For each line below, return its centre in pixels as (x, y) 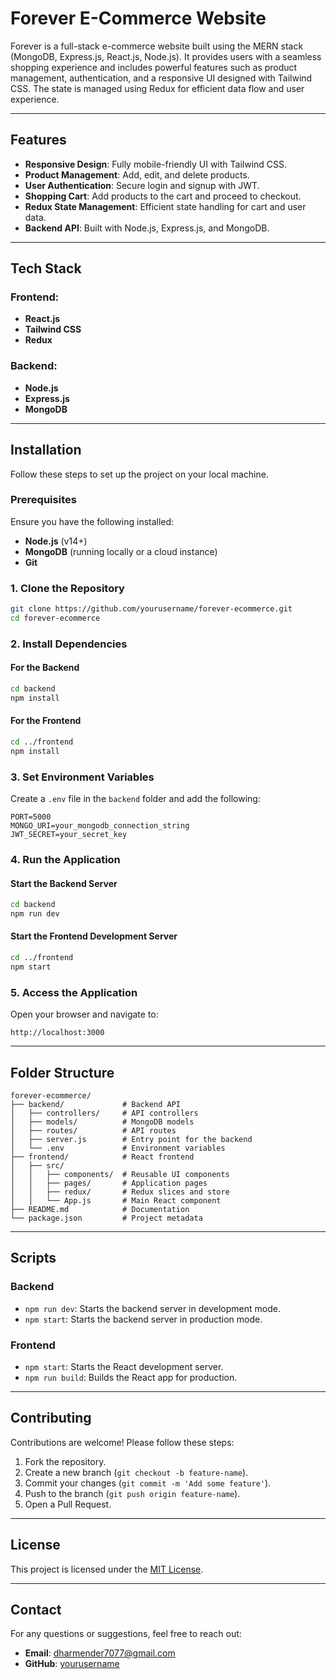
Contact (36, 1609)
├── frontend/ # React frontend (102, 1157)
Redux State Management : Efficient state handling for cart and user (165, 206)
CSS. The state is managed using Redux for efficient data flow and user (157, 88)
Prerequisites (43, 500)
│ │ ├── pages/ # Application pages (109, 1183)
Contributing (51, 1418)
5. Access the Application (74, 992)
